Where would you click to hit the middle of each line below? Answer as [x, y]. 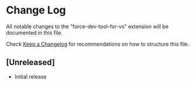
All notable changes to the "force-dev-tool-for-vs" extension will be [87, 26]
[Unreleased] [31, 62]
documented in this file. [34, 32]
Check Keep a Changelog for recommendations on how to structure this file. [98, 44]
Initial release [30, 76]
